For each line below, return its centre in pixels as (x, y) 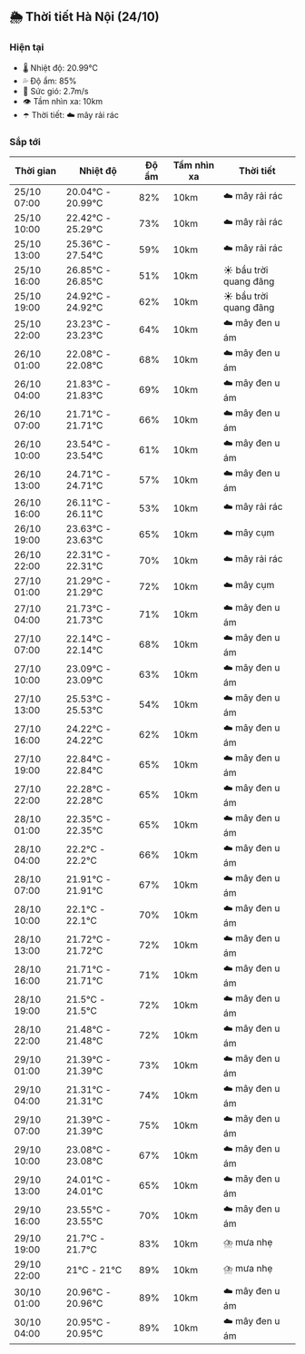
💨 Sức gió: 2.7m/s (55, 91)
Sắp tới (25, 142)
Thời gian (36, 171)
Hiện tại (27, 47)
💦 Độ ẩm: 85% (49, 81)
